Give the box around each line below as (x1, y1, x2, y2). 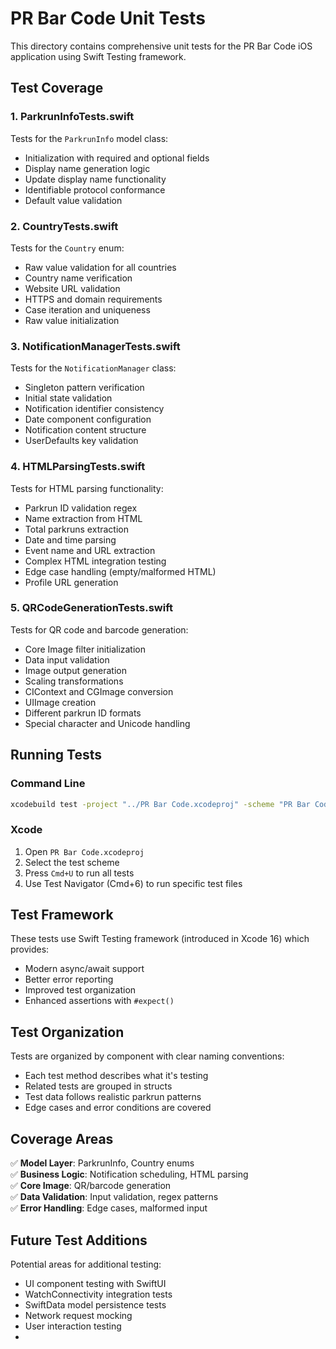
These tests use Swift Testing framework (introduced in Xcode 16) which (10, 933, 310, 945)
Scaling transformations (24, 675, 124, 687)
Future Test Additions (10, 1232, 148, 1249)
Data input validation (24, 653, 110, 666)
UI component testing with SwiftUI (24, 1277, 167, 1289)
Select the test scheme (24, 856, 120, 868)
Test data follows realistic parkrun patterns (24, 1091, 202, 1103)
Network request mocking (24, 1309, 133, 1321)
